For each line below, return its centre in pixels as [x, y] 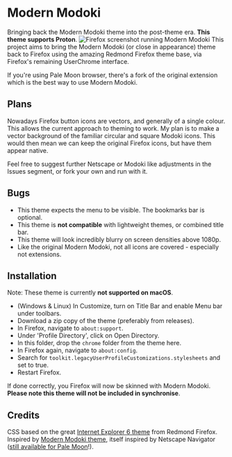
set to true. [33, 365]
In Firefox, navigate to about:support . [70, 329]
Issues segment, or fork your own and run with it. [77, 171]
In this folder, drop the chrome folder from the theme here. [99, 343]
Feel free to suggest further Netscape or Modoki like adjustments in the [109, 164]
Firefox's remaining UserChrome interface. [68, 61]
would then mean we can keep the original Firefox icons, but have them [109, 143]
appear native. [28, 150]
